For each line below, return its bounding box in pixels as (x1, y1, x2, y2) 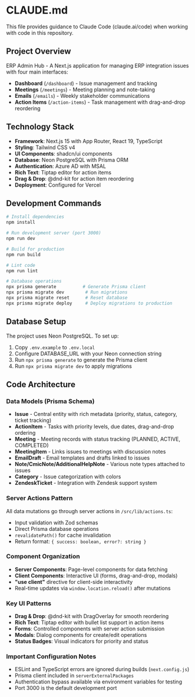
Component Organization (6, 552, 81, 560)
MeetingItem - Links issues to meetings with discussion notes (14, 448, 166, 455)
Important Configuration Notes (6, 652, 97, 660)
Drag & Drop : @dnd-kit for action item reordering (14, 175, 134, 182)
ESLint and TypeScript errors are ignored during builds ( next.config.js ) (14, 666, 190, 673)
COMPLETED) (14, 442, 49, 449)
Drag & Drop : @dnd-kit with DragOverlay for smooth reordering (14, 613, 169, 620)
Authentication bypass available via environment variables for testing (14, 678, 183, 685)
